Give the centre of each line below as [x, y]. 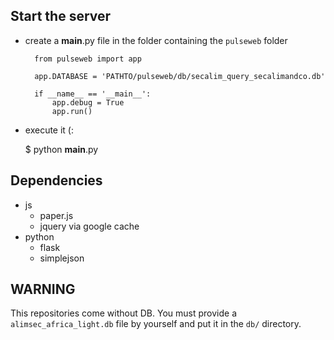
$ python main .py [61, 149]
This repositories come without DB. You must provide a [124, 313]
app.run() [72, 111]
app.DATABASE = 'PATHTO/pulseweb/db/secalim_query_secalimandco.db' [180, 76]
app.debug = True [88, 102]
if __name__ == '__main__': [93, 94]
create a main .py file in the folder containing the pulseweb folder [156, 40]
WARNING [43, 289]
